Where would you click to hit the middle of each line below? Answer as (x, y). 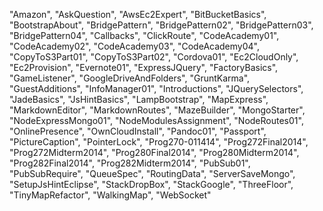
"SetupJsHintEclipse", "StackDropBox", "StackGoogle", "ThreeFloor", (151, 184)
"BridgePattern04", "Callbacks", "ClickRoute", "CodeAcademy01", (144, 35)
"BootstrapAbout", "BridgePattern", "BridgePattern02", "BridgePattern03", (161, 25)
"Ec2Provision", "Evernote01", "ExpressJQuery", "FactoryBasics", (144, 67)
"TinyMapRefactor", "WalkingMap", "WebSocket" (110, 195)
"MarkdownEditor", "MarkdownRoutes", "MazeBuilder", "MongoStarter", (157, 110)
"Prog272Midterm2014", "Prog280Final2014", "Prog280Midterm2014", (154, 152)
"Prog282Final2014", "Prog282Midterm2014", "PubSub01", (130, 163)
